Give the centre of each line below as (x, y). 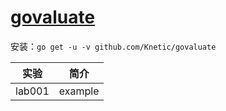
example (79, 91)
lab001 (32, 91)
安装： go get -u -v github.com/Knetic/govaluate (113, 46)
